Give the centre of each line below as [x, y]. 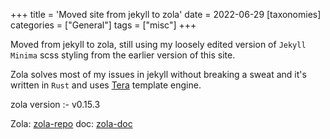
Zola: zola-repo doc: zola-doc [71, 123]
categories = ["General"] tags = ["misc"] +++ [103, 25]
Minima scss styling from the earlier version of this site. [123, 55]
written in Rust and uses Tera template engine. [106, 85]
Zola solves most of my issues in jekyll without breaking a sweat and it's [158, 74]
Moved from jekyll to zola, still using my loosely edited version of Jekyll [158, 44]
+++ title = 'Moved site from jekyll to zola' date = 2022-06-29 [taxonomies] [166, 14]
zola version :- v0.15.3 [55, 104]
